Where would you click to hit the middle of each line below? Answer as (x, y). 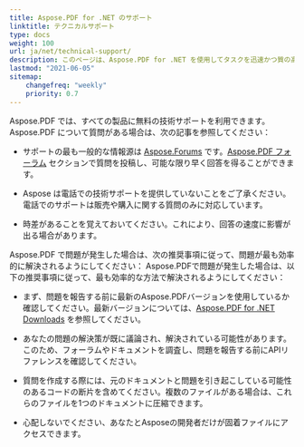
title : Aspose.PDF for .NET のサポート (81, 18)
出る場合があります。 (62, 235)
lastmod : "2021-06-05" (52, 69)
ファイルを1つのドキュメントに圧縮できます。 (123, 403)
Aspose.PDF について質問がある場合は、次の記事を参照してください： (140, 131)
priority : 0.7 (52, 93)
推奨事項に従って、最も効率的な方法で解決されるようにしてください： (155, 277)
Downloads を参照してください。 (84, 319)
